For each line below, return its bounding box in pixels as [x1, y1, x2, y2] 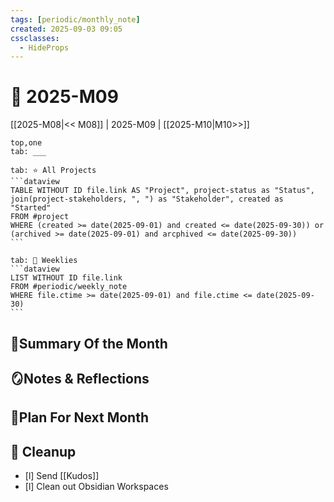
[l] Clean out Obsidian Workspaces [24, 481, 169, 493]
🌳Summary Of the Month [10, 335, 168, 352]
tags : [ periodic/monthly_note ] [10, 14, 141, 25]
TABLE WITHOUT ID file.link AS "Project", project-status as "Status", [10, 186, 315, 196]
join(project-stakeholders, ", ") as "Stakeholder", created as [10, 194, 284, 205]
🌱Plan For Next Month [10, 409, 150, 426]
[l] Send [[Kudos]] [24, 470, 100, 482]
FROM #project [10, 212, 70, 222]
